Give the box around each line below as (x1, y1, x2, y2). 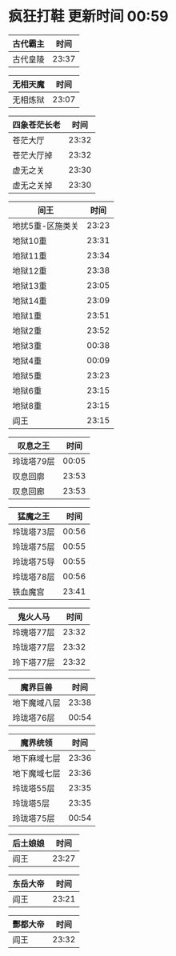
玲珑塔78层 (12, 571, 55, 582)
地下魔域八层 (12, 697, 62, 708)
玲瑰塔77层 (12, 626, 55, 638)
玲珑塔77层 (12, 642, 55, 653)
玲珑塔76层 (12, 712, 55, 723)
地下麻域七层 (12, 753, 62, 764)
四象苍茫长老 (12, 119, 62, 130)
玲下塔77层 (12, 657, 55, 668)
